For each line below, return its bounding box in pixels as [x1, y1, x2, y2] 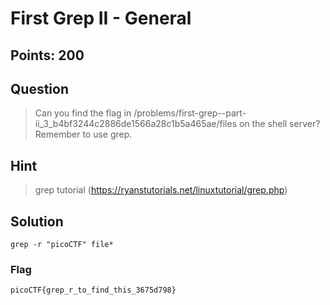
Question [10, 80, 69, 97]
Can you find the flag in [34, 107, 132, 119]
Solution [10, 213, 64, 230]
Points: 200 [10, 47, 85, 64]
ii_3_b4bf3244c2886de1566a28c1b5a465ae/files [34, 118, 238, 130]
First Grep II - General [10, 7, 192, 30]
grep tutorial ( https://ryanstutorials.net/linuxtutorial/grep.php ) [34, 184, 288, 196]
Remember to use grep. [34, 128, 133, 141]
